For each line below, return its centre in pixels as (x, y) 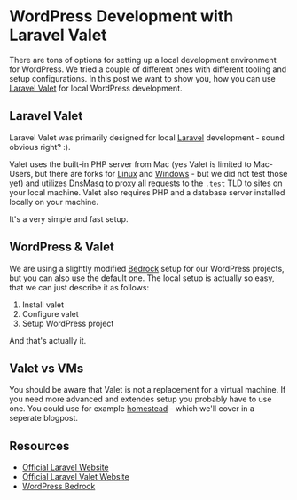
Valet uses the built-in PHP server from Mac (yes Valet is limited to (130, 164)
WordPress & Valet (62, 247)
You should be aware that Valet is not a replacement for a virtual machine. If (148, 390)
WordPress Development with (121, 16)
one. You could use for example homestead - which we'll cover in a (132, 409)
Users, (21, 173)
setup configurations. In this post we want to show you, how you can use (143, 78)
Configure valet (51, 313)
